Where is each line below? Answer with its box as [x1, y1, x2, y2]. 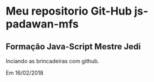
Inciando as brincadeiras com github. [5, 58, 100, 64]
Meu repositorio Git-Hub [5, 4, 132, 18]
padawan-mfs [5, 17, 79, 31]
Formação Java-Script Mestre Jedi [5, 41, 141, 52]
